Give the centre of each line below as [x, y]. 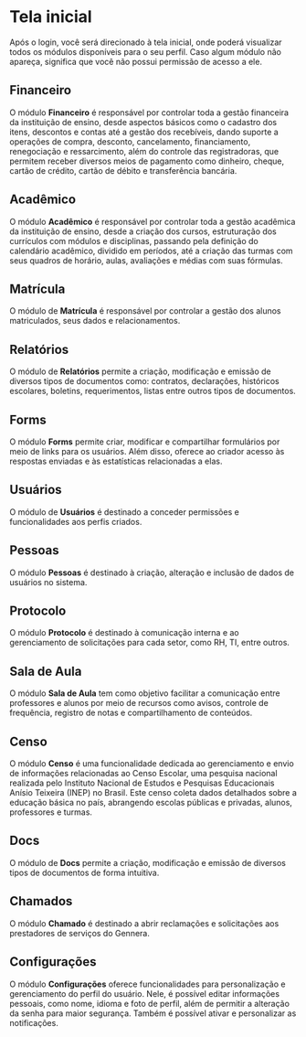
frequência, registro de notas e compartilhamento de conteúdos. [131, 713]
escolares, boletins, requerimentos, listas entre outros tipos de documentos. [153, 391]
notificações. [34, 1022]
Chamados [41, 901]
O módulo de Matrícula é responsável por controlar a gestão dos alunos [145, 311]
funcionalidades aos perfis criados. [76, 521]
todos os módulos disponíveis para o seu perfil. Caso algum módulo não [145, 51]
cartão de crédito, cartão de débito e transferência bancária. [123, 170]
